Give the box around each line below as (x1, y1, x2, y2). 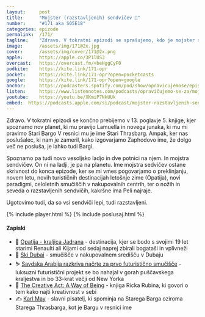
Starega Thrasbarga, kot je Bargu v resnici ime (15, 304, 132, 311)
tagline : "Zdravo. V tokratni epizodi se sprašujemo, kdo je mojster (6, 37, 195, 43)
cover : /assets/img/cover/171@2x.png (6, 49, 116, 55)
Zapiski (6, 224, 26, 232)
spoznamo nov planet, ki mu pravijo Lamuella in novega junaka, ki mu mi (6, 123, 188, 130)
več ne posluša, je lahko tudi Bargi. (6, 142, 94, 150)
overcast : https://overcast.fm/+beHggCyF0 (6, 60, 121, 66)
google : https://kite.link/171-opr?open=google (6, 77, 140, 83)
